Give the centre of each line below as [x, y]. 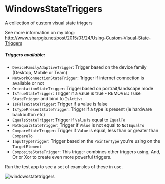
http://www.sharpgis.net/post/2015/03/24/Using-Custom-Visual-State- [78, 38]
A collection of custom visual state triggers [49, 23]
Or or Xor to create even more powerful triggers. [62, 157]
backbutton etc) [29, 114]
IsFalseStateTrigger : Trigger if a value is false [60, 104]
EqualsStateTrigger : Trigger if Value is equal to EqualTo [69, 120]
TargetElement [27, 147]
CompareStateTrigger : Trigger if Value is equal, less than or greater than [85, 130]
